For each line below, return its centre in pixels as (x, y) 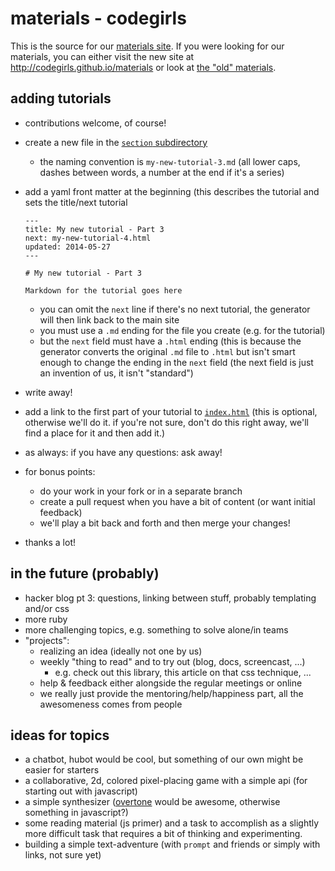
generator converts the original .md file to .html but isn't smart (167, 351)
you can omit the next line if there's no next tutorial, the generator (175, 309)
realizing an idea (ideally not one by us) (121, 651)
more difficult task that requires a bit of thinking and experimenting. (163, 834)
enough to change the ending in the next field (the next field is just (176, 362)
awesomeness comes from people (111, 704)
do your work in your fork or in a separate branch (141, 491)
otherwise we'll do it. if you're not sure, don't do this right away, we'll (166, 422)
